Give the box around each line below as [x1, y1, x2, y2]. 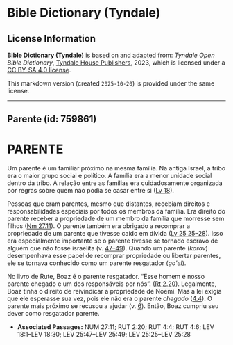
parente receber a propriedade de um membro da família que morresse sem [7, 214, 225, 223]
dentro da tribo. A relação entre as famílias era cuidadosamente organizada [7, 179, 223, 187]
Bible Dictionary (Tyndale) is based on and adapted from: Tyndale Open [7, 51, 215, 59]
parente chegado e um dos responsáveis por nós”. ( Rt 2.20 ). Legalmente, [7, 280, 217, 288]
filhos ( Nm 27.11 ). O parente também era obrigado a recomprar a [7, 222, 191, 230]
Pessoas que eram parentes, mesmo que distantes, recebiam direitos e [7, 200, 210, 208]
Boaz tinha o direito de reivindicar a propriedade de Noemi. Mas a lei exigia [7, 287, 222, 296]
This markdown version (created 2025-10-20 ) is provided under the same [7, 79, 215, 88]
